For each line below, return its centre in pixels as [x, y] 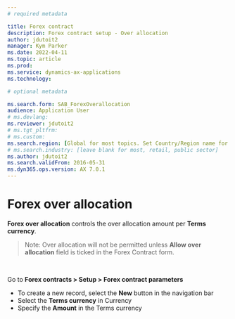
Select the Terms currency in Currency [75, 300]
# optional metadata [38, 91]
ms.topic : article [34, 59]
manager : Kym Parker [38, 46]
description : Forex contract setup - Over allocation [88, 33]
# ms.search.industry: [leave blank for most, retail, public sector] [113, 150]
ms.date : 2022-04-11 [38, 53]
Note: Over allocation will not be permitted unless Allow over [113, 245]
